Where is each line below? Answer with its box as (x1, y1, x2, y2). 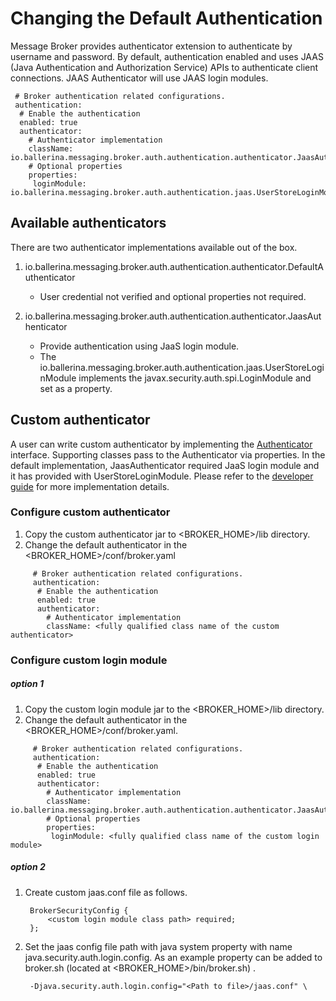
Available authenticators (10, 215, 167, 232)
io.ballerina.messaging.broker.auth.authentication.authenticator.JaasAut (24, 310, 322, 322)
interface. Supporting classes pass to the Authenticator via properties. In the (10, 448, 326, 461)
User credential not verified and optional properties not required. (39, 290, 307, 302)
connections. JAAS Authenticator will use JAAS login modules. (10, 72, 269, 84)
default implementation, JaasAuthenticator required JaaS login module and (10, 459, 320, 471)
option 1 (10, 678, 45, 690)
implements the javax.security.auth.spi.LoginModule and (78, 372, 312, 384)
